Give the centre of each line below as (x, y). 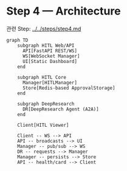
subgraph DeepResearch (46, 104)
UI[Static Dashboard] (50, 61)
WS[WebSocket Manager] (51, 56)
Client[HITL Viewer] (43, 125)
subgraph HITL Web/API (46, 45)
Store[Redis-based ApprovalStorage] (69, 88)
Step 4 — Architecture (63, 11)
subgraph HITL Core (42, 77)
